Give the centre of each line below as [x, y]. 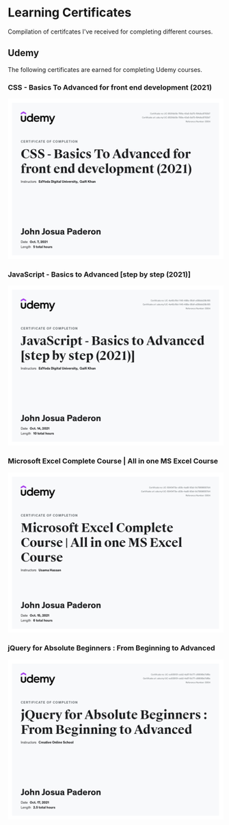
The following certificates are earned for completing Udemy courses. [105, 69]
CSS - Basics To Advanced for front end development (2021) [110, 87]
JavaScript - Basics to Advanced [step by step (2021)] [99, 274]
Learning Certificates [70, 13]
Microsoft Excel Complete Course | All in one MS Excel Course [113, 461]
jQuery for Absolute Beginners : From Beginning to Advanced [111, 648]
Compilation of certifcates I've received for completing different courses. [110, 31]
